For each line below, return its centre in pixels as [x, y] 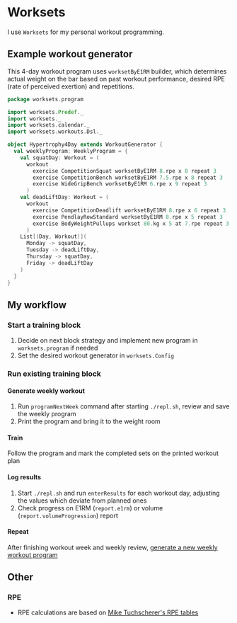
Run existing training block [54, 374]
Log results [24, 477]
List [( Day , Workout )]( [53, 237]
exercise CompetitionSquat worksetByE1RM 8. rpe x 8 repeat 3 [125, 171]
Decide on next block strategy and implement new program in [108, 341]
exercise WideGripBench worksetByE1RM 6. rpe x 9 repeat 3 [120, 184]
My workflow [37, 305]
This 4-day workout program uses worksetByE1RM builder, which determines [117, 71]
